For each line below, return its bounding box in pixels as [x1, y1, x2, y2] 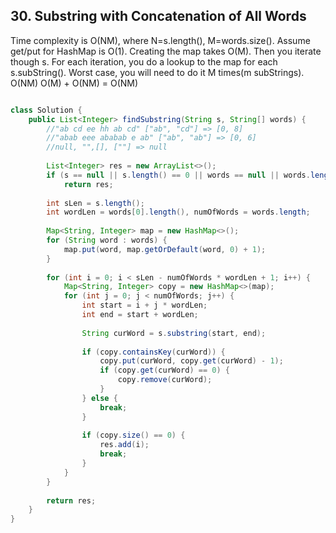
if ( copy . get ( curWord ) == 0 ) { [99, 365, 230, 376]
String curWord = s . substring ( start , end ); [81, 328, 267, 338]
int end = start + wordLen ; [81, 310, 199, 320]
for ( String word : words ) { [46, 235, 168, 246]
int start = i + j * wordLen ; [81, 300, 208, 311]
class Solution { [10, 105, 83, 115]
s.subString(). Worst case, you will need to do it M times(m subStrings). [10, 66, 305, 78]
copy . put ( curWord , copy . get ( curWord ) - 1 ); [99, 356, 284, 366]
